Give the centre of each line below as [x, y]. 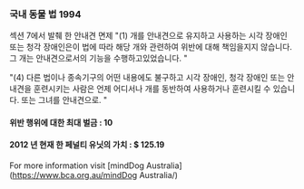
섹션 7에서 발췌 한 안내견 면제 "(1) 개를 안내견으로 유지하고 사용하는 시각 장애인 [148, 36]
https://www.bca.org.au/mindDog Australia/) [95, 175]
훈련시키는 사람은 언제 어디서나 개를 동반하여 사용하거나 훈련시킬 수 [152, 89]
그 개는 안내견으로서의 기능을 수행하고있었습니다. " [98, 58]
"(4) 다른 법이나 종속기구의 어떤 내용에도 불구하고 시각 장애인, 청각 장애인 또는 [147, 78]
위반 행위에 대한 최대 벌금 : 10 [61, 122]
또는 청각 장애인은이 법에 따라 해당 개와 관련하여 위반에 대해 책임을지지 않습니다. [151, 47]
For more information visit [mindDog [77, 165]
